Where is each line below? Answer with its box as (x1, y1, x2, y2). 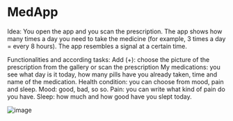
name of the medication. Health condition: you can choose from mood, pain (7, 77, 224, 86)
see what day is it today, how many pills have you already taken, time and (7, 70, 218, 79)
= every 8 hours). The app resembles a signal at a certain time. (7, 42, 188, 50)
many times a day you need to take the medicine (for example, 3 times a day (7, 34, 226, 42)
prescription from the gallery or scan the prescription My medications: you (7, 63, 220, 71)
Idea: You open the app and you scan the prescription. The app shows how (7, 27, 223, 35)
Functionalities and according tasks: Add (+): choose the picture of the (7, 55, 210, 63)
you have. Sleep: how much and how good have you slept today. (7, 92, 193, 101)
